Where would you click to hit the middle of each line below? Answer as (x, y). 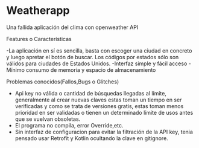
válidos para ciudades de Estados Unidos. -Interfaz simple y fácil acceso (97, 63)
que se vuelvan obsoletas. (48, 119)
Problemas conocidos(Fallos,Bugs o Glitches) (63, 82)
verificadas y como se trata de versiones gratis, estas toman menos (99, 106)
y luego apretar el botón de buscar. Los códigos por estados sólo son (93, 57)
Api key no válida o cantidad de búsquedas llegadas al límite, (91, 93)
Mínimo (16, 69)
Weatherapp (38, 11)
